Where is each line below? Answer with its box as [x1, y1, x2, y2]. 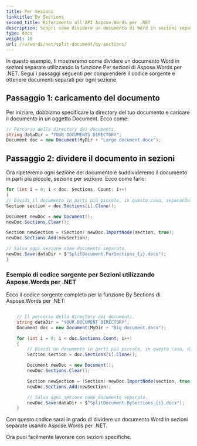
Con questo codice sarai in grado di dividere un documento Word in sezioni [6, 416, 188, 423]
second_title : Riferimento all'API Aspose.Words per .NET [6, 19, 151, 25]
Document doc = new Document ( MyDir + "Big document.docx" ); [16, 325, 167, 330]
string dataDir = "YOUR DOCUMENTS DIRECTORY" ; [6, 131, 122, 138]
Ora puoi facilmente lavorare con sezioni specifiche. [6, 434, 132, 441]
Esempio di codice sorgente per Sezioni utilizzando [6, 271, 155, 279]
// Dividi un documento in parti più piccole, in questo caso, [27, 346, 185, 352]
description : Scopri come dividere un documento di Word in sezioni [6, 25, 177, 31]
